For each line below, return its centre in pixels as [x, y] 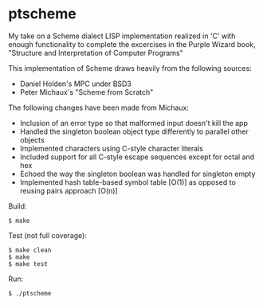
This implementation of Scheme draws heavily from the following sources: [130, 68]
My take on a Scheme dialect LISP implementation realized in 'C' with [122, 36]
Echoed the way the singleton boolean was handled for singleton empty [137, 174]
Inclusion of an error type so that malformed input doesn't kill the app [134, 123]
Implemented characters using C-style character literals [111, 148]
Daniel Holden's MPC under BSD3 [75, 84]
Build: [18, 206]
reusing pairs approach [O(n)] [69, 190]
